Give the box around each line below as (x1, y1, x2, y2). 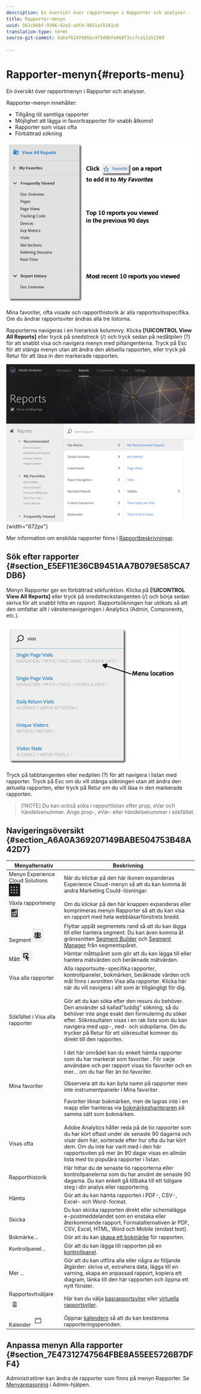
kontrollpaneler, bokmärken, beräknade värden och (63, 971, 190, 978)
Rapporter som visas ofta (14, 123, 77, 131)
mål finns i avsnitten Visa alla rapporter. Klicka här (63, 977, 187, 984)
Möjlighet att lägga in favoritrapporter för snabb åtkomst (14, 117, 154, 124)
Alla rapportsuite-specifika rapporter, (63, 965, 157, 972)
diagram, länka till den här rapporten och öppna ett (63, 1275, 189, 1283)
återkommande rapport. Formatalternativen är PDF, (63, 1219, 190, 1226)
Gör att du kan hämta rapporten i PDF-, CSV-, (63, 1192, 178, 1199)
